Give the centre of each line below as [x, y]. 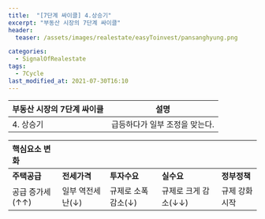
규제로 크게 [181, 191]
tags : [17, 67]
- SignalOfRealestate [51, 59]
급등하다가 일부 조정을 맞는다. [163, 124]
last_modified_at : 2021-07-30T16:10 [68, 81]
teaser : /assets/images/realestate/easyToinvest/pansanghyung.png [127, 37]
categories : [28, 52]
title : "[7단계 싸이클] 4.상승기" [60, 15]
